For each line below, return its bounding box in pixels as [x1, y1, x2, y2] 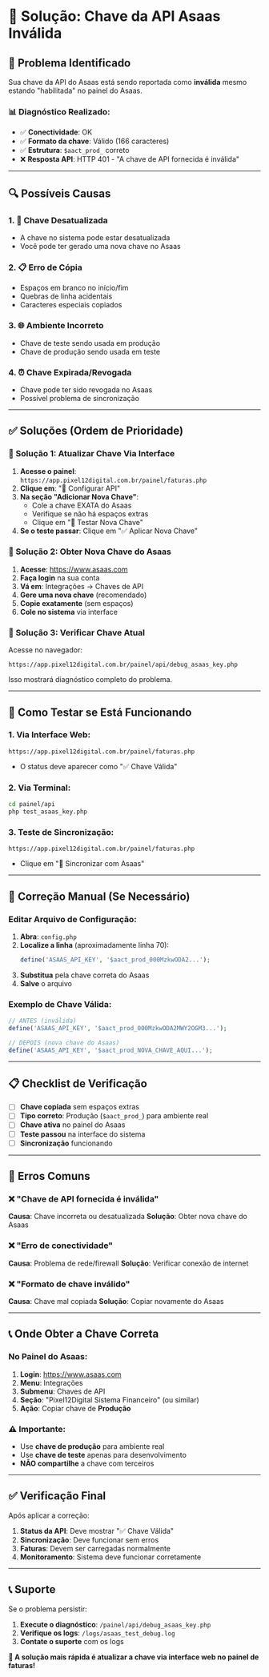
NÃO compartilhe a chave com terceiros [19, 1458, 155, 1468]
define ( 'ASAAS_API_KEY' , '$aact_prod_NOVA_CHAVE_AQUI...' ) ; [8, 1046, 214, 1054]
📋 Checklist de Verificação [8, 1077, 148, 1090]
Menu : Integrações [19, 1378, 83, 1387]
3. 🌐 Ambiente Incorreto [8, 320, 104, 331]
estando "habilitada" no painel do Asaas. [8, 86, 143, 95]
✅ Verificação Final [8, 1489, 106, 1503]
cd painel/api [8, 800, 56, 808]
